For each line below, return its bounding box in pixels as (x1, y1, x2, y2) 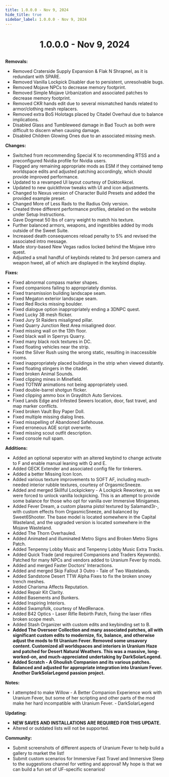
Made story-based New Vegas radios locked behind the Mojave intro (12, 243, 156, 249)
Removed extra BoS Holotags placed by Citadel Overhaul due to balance (12, 111, 163, 117)
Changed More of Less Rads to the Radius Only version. (12, 200, 129, 206)
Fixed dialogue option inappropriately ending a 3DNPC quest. (12, 306, 140, 312)
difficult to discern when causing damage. (12, 127, 100, 133)
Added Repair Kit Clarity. (12, 589, 64, 595)
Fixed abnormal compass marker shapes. (12, 279, 99, 285)
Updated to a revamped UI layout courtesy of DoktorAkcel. (12, 179, 135, 185)
